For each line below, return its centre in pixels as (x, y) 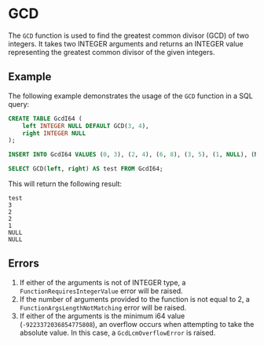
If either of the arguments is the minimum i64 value (102, 316)
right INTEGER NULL (54, 133)
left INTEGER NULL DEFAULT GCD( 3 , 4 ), (86, 126)
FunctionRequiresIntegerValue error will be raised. (101, 291)
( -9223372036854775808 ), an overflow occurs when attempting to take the (137, 324)
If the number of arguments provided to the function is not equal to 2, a (134, 299)
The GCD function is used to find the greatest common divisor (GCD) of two (129, 35)
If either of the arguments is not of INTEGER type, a (103, 282)
